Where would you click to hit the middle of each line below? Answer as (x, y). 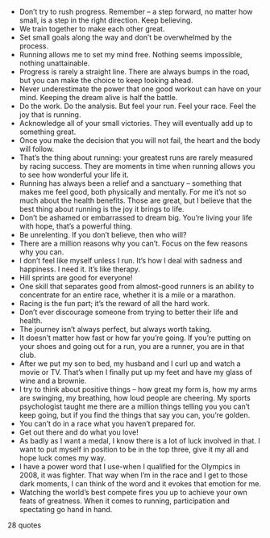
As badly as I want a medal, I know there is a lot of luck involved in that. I (139, 441)
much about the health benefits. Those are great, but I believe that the (135, 200)
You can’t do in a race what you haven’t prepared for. (107, 424)
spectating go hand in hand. (66, 509)
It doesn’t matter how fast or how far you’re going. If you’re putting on (135, 338)
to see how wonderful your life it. (74, 174)
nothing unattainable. (54, 63)
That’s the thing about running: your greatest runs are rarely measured (136, 158)
